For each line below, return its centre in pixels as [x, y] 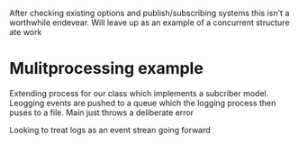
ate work [26, 32]
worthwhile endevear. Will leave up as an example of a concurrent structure [149, 22]
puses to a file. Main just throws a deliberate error [101, 112]
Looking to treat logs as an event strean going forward [110, 130]
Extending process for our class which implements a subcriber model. [139, 93]
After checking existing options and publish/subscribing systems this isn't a [149, 13]
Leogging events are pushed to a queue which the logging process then [143, 103]
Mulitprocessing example [107, 69]
